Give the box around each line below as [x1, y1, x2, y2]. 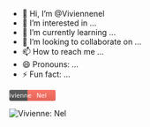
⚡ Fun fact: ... [21, 69, 71, 79]
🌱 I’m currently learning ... [21, 27, 116, 37]
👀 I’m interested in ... [21, 18, 97, 28]
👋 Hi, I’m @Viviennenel [21, 9, 105, 19]
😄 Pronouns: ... [21, 59, 79, 70]
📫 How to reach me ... [21, 47, 104, 56]
